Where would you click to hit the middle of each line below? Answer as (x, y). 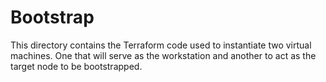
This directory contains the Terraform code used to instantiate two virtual (161, 45)
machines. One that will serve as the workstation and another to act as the (163, 55)
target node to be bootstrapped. (76, 66)
